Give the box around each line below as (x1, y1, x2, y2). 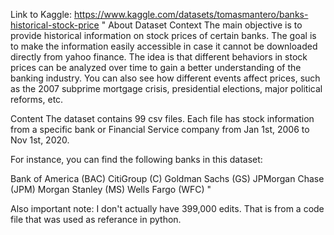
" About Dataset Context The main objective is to (101, 19, 303, 31)
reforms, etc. (10, 94, 64, 105)
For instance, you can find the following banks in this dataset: (10, 154, 263, 165)
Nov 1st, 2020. (10, 134, 70, 146)
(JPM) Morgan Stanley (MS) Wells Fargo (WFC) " (10, 184, 212, 195)
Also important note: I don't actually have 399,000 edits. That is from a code (10, 203, 325, 214)
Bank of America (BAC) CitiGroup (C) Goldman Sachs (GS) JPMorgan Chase (10, 173, 325, 184)
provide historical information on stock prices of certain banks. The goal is (10, 30, 317, 41)
